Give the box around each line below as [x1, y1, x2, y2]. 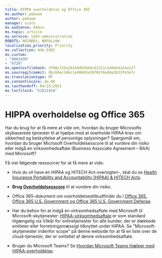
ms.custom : [5, 52, 27, 57]
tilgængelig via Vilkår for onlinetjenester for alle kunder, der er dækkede [12, 218, 156, 224]
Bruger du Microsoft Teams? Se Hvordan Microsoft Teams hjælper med [12, 243, 155, 249]
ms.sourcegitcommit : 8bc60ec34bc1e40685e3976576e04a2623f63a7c [5, 70, 136, 75]
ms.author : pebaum [5, 12, 42, 16]
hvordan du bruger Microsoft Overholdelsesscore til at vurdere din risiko [5, 140, 149, 146]
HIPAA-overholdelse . [12, 248, 54, 254]
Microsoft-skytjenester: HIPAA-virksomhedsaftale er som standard [12, 213, 146, 219]
